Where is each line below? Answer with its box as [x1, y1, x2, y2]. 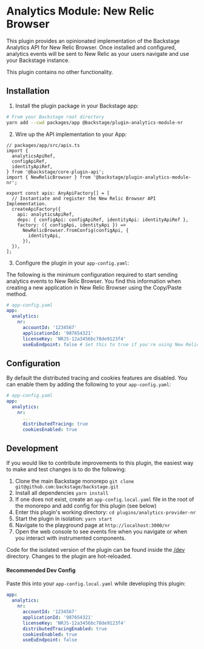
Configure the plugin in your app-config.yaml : [15, 259, 129, 267]
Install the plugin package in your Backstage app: [15, 102, 139, 109]
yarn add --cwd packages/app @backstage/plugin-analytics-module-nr [6, 120, 183, 126]
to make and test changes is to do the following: [6, 466, 126, 473]
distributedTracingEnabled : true [22, 625, 107, 632]
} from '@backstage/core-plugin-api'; [6, 169, 104, 175]
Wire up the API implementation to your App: [15, 131, 127, 138]
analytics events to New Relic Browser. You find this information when [6, 277, 181, 285]
